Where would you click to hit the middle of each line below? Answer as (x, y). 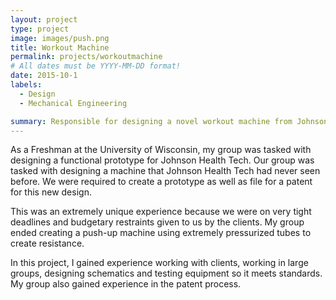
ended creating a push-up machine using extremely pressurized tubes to (161, 233)
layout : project (44, 19)
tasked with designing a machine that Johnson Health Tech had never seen (165, 171)
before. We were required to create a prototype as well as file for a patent (161, 182)
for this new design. (51, 192)
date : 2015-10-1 (44, 76)
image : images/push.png (60, 38)
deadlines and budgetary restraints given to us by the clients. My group (157, 222)
